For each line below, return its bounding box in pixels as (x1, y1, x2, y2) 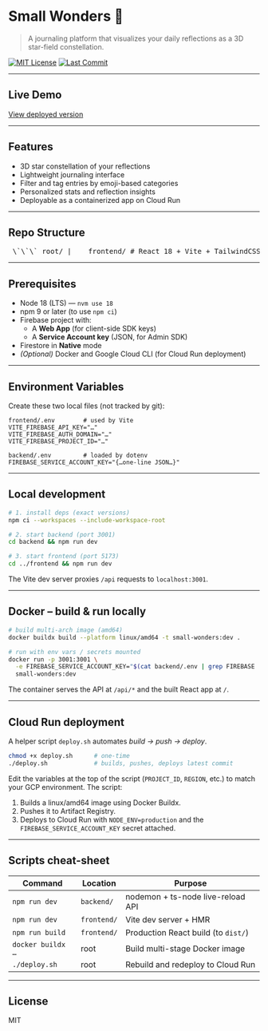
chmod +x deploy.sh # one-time (8, 751, 130, 759)
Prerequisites (8, 277, 77, 291)
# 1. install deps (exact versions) (8, 509, 130, 517)
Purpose (174, 878, 207, 889)
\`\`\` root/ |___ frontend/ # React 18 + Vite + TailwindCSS (12, 247, 261, 256)
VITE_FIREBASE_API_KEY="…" (8, 423, 98, 431)
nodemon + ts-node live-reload (124, 890, 246, 902)
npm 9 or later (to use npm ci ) (19, 307, 117, 316)
